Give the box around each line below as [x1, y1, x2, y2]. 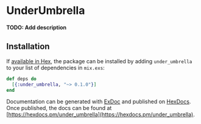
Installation [6, 41, 50, 52]
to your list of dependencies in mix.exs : [6, 64, 105, 71]
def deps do [6, 75, 37, 82]
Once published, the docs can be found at [6, 105, 112, 112]
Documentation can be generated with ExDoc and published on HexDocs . [6, 98, 191, 105]
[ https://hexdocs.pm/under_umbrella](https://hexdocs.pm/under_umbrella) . [6, 111, 195, 119]
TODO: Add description [6, 24, 67, 31]
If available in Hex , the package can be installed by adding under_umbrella [6, 57, 192, 64]
